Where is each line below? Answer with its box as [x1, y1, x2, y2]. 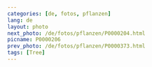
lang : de [7, 17, 33, 24]
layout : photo [7, 23, 49, 30]
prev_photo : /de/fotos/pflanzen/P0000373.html [7, 43, 146, 50]
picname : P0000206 [7, 36, 61, 43]
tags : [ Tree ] [7, 50, 46, 57]
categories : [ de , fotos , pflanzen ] [7, 10, 111, 17]
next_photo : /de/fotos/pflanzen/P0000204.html [7, 29, 146, 37]
